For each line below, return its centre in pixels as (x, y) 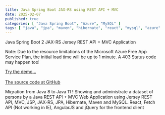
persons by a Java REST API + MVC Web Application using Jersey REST (79, 97)
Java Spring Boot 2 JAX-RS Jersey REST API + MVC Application (71, 42)
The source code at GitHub (33, 82)
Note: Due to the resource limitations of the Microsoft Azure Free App (76, 52)
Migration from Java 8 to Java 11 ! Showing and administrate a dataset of (79, 92)
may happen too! (22, 62)
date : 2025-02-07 (23, 14)
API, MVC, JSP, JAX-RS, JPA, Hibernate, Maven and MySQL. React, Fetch (80, 102)
